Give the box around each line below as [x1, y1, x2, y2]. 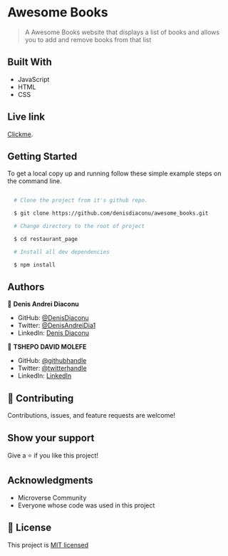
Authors [7, 281, 45, 293]
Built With [7, 56, 52, 68]
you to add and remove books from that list [24, 35, 152, 43]
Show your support [7, 432, 95, 444]
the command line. [7, 177, 62, 185]
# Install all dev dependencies [14, 248, 110, 255]
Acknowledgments [7, 475, 94, 487]
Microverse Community [17, 493, 87, 502]
